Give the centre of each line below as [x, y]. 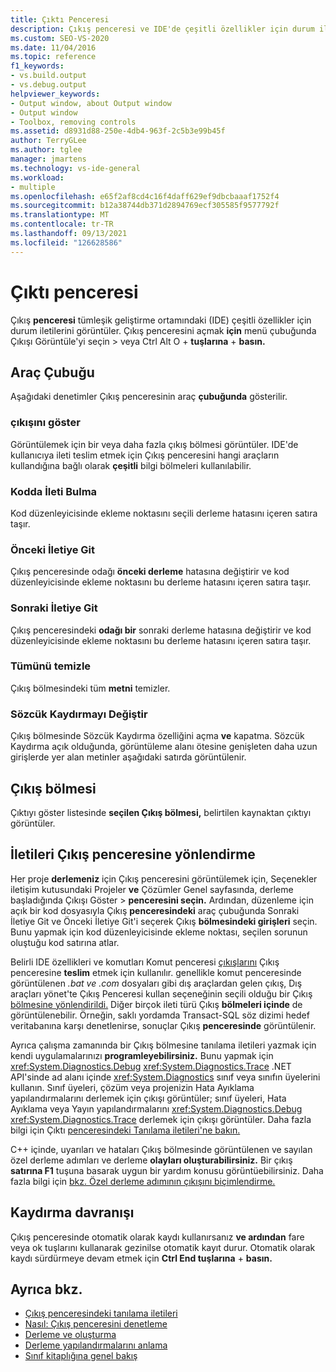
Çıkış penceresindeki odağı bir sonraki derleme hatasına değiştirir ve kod [161, 630]
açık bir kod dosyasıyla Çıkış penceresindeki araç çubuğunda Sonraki [155, 910]
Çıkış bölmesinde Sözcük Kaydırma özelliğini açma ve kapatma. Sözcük [157, 736]
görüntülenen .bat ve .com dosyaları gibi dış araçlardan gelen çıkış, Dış [156, 983]
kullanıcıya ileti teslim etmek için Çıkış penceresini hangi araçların [145, 455]
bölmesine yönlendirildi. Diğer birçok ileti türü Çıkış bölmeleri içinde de [156, 1004]
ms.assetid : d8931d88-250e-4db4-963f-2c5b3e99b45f [118, 131]
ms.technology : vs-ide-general [75, 168]
